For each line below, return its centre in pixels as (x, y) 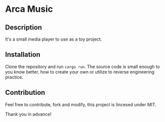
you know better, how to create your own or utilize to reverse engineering (80, 72)
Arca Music (29, 9)
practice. (14, 77)
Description (23, 27)
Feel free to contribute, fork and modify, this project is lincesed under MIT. (81, 104)
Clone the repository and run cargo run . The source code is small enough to (82, 66)
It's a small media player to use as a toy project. (54, 39)
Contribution (25, 93)
